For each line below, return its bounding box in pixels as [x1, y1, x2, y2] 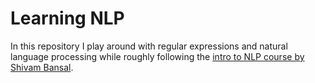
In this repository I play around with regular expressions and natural [10, 40, 288, 52]
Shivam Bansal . [10, 61, 74, 73]
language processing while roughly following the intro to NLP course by [10, 50, 305, 62]
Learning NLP [10, 7, 125, 30]
